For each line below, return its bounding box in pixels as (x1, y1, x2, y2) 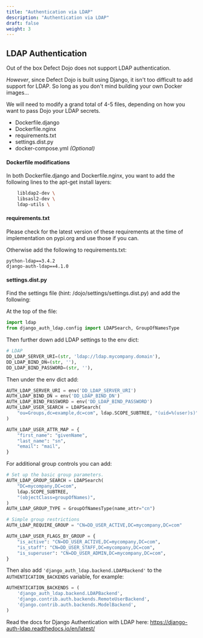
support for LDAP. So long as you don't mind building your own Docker (6, 82, 182, 90)
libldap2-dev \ (17, 190, 56, 196)
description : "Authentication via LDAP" (6, 15, 110, 21)
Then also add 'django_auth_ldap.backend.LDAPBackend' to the (6, 566, 162, 574)
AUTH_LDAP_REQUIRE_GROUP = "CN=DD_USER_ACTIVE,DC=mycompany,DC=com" (6, 522, 182, 528)
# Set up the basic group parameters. (6, 472, 104, 478)
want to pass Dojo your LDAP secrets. (6, 107, 101, 115)
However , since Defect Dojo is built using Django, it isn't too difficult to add (6, 76, 193, 84)
